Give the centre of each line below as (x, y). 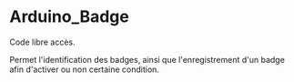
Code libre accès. (42, 42)
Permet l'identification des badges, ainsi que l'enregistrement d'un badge (147, 59)
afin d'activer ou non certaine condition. (84, 69)
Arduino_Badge (69, 17)
